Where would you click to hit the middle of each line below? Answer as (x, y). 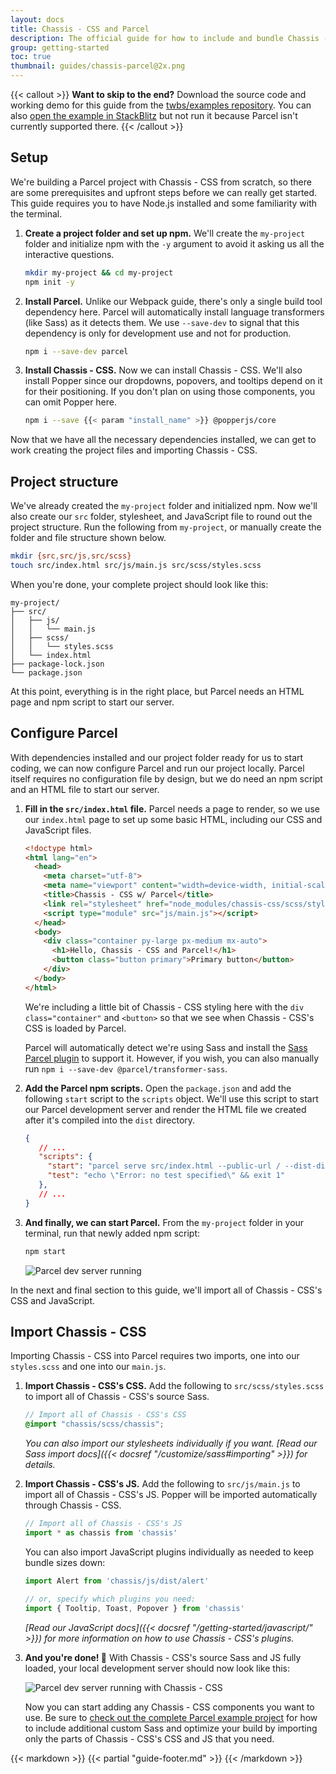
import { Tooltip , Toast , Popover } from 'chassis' (134, 1608)
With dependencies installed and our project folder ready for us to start (157, 757)
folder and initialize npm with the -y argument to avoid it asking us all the (174, 243)
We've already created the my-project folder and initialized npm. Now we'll (164, 506)
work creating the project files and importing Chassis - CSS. (134, 450)
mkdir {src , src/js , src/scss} (71, 556)
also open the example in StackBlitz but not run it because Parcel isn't (154, 115)
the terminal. (36, 213)
